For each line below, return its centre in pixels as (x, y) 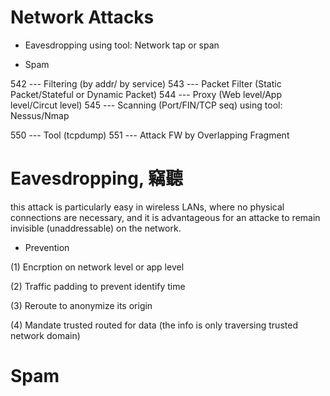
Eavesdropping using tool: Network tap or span (122, 45)
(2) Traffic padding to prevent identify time (98, 286)
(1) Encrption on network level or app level (97, 267)
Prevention (47, 247)
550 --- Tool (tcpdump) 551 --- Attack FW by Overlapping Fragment (150, 135)
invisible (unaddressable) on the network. (96, 228)
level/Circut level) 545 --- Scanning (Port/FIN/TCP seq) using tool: (146, 105)
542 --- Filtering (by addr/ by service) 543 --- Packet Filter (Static (146, 83)
